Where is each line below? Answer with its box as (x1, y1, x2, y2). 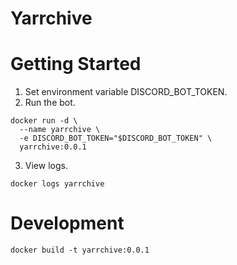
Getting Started (10, 53, 142, 76)
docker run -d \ (10, 116, 78, 126)
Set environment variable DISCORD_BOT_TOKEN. (24, 86, 228, 98)
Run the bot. (24, 97, 76, 109)
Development (10, 212, 125, 235)
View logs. (24, 160, 68, 172)
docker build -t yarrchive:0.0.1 (10, 245, 150, 256)
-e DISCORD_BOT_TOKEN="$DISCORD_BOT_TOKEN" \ (19, 133, 213, 144)
